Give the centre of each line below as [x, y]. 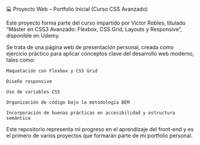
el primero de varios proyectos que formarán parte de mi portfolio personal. [99, 135]
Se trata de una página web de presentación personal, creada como [90, 47]
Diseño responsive [29, 81]
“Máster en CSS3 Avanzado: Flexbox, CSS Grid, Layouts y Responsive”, [94, 29]
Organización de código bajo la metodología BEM [68, 102]
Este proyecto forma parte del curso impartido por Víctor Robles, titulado [96, 23]
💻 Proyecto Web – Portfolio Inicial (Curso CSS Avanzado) [77, 9]
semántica [19, 118]
